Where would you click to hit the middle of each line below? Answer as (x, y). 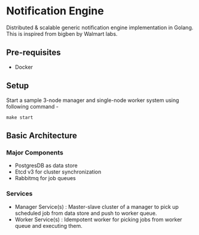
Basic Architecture (42, 135)
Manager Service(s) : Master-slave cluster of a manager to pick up (97, 206)
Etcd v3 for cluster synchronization (58, 172)
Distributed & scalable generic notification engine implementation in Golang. (100, 27)
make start (20, 117)
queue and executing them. (48, 225)
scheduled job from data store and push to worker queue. (86, 213)
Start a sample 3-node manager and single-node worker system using (93, 100)
